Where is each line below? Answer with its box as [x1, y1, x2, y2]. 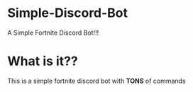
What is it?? [7, 53, 78, 69]
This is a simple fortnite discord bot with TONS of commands [7, 76, 186, 85]
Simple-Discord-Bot [7, 5, 128, 21]
